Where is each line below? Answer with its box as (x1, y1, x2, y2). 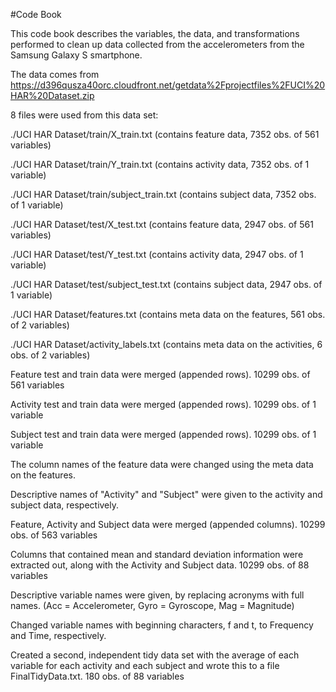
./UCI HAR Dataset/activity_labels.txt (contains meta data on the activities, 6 (10, 339, 323, 350)
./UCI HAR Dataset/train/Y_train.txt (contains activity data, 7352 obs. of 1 (10, 159, 310, 170)
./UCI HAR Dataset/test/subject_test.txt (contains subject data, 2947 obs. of (10, 279, 323, 290)
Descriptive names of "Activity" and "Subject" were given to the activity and (10, 489, 323, 500)
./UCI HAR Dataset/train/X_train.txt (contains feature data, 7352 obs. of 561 (10, 129, 320, 140)
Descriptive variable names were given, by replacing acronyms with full (10, 589, 305, 601)
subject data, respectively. (10, 499, 120, 511)
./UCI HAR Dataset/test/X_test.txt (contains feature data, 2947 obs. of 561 (10, 219, 314, 230)
